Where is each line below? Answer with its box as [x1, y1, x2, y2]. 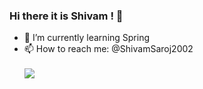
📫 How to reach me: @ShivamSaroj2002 [23, 43, 194, 55]
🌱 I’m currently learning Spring [23, 32, 151, 44]
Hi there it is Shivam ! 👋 [9, 9, 124, 23]
